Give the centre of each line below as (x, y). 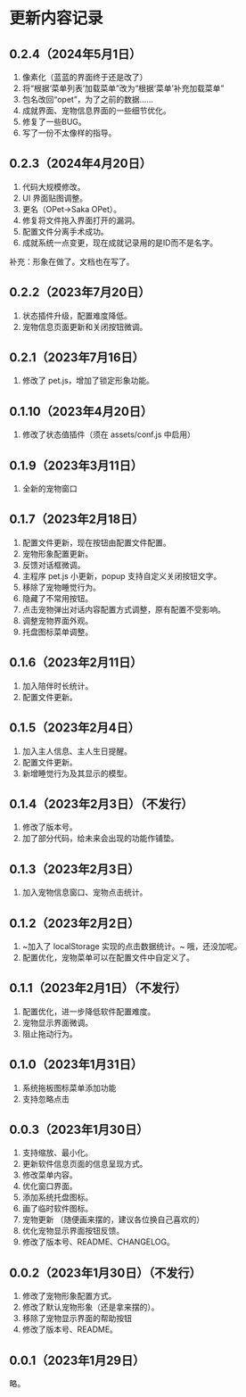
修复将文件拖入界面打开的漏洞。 (81, 220)
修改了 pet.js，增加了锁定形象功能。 (88, 381)
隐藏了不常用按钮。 (57, 598)
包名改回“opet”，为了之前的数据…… (88, 99)
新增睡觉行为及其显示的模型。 (77, 773)
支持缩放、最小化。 (57, 1153)
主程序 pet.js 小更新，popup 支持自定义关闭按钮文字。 (122, 575)
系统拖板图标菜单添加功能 (69, 1087)
